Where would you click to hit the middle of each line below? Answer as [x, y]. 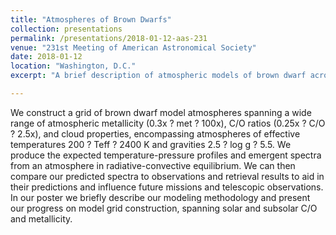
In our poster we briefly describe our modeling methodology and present [160, 197]
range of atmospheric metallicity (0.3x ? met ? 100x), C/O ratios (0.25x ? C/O [168, 123]
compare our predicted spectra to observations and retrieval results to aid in [167, 176]
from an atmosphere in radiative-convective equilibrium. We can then [153, 165]
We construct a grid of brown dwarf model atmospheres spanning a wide [161, 112]
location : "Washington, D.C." [73, 66]
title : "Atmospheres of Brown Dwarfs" [91, 19]
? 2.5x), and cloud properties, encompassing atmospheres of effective [155, 133]
